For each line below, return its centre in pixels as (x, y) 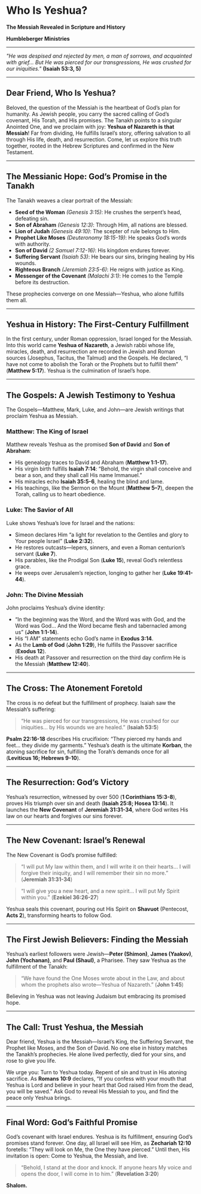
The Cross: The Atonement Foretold (74, 688)
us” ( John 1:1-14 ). (37, 632)
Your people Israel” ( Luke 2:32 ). (54, 541)
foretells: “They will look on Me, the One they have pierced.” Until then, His (98, 1149)
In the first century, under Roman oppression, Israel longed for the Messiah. (99, 339)
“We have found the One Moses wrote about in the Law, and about (103, 978)
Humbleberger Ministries (38, 38)
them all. (17, 300)
